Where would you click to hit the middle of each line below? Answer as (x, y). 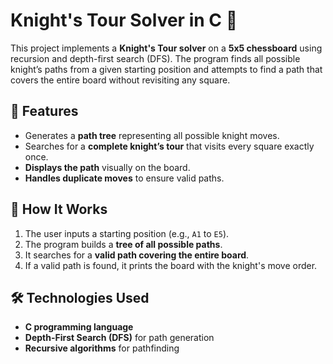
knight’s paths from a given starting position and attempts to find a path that (166, 69)
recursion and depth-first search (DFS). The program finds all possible (155, 58)
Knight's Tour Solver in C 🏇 (124, 20)
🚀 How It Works (59, 209)
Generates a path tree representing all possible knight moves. (152, 135)
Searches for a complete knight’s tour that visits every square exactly (169, 146)
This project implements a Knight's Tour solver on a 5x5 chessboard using (166, 48)
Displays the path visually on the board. (107, 167)
